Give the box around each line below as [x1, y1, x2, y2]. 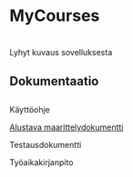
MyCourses [9, 5, 100, 26]
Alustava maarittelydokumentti [9, 122, 124, 133]
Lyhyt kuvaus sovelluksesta [9, 47, 113, 58]
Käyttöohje [9, 104, 50, 115]
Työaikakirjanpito [9, 157, 74, 168]
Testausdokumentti [9, 140, 82, 151]
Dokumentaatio [9, 74, 99, 89]
